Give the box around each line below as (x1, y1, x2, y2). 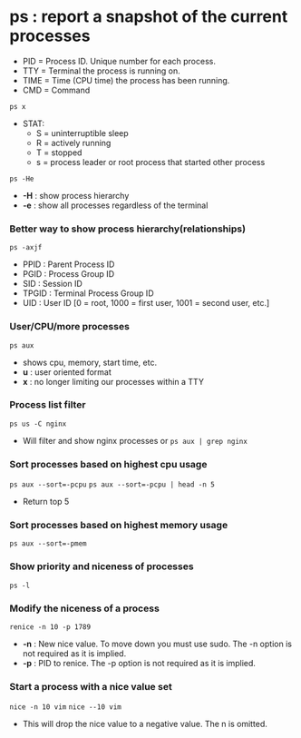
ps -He (9, 174, 34, 183)
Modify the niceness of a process (9, 602, 160, 615)
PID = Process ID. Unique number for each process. (22, 55, 216, 66)
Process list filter (9, 399, 86, 411)
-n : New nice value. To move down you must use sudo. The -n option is (22, 638, 293, 650)
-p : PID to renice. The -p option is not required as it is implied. (22, 658, 257, 669)
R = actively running (35, 137, 112, 148)
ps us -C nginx (9, 419, 67, 428)
